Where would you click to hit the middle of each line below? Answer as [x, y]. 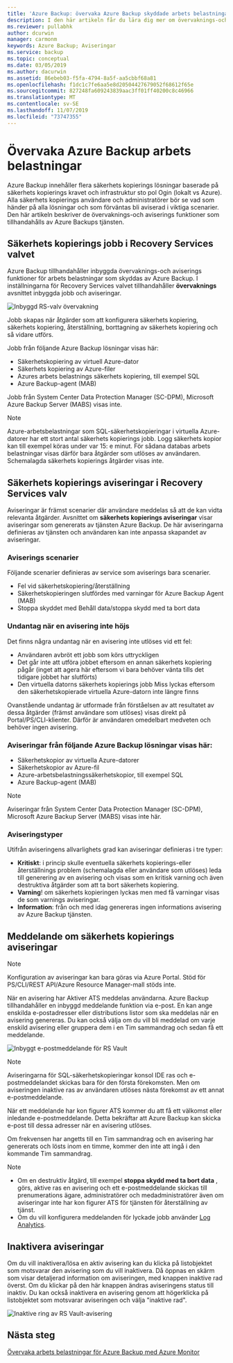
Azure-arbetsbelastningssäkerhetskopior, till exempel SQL [100, 775]
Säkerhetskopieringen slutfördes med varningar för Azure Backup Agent [120, 593]
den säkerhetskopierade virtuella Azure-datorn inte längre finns [108, 691]
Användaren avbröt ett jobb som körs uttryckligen [88, 654]
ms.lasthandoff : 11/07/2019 [48, 110]
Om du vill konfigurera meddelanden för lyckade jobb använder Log [114, 1217]
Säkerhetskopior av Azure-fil [58, 767]
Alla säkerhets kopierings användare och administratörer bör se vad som [111, 200]
